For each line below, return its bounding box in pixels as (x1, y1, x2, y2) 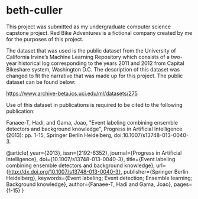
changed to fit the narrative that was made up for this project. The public (6, 72, 183, 79)
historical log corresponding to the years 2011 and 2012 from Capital (18, 60, 184, 67)
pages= (173, 181, 193, 188)
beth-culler (6, 4, 63, 17)
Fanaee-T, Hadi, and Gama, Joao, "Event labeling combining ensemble (6, 119, 178, 126)
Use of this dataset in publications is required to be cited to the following (6, 101, 183, 108)
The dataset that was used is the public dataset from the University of (6, 47, 176, 54)
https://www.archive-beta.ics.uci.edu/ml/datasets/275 (6, 90, 138, 97)
